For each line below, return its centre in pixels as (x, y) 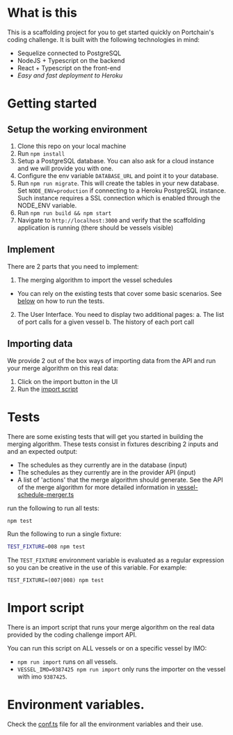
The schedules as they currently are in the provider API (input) (106, 472)
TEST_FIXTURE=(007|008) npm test (56, 581)
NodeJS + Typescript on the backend (71, 60)
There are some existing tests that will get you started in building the (105, 436)
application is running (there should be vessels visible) (95, 228)
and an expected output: (42, 451)
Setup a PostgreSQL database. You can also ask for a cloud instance (115, 161)
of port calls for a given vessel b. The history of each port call (106, 322)
